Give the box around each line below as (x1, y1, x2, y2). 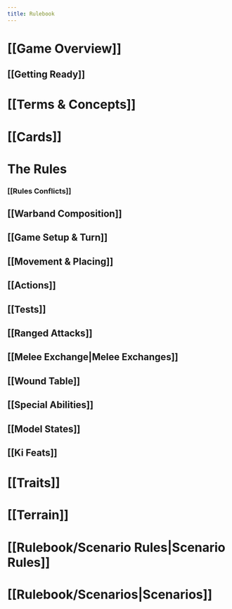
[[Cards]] (7, 129, 62, 145)
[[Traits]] (7, 475, 60, 491)
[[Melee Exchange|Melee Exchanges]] (7, 351, 179, 363)
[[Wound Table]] (7, 375, 81, 387)
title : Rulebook (7, 10, 55, 18)
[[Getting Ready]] (7, 68, 86, 81)
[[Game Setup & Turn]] (7, 231, 108, 243)
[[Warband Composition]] (7, 208, 122, 220)
